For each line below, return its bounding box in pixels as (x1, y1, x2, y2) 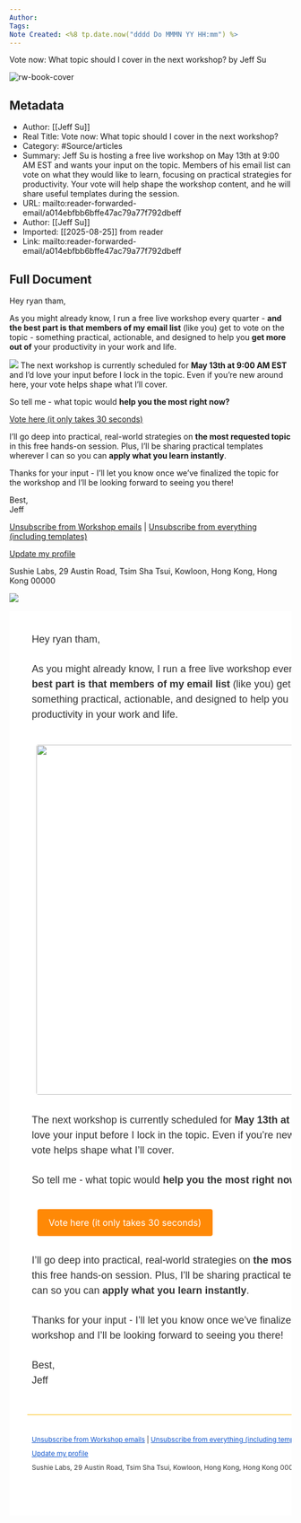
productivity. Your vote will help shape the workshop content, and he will (21, 179, 291, 189)
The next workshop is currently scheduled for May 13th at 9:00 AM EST (20, 360, 288, 371)
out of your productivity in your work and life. (9, 342, 177, 352)
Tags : (9, 22, 30, 31)
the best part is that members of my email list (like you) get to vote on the (9, 322, 285, 333)
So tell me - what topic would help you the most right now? (9, 397, 230, 407)
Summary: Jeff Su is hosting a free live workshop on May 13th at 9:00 (21, 150, 280, 162)
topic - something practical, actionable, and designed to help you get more (9, 332, 287, 342)
